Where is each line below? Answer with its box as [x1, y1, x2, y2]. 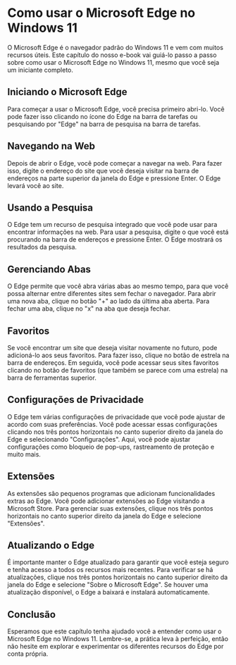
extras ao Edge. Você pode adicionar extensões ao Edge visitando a [7, 497, 206, 505]
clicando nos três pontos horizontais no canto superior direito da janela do [7, 428, 223, 436]
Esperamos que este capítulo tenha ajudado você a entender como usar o [7, 627, 222, 635]
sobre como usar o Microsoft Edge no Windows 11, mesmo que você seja [7, 58, 220, 66]
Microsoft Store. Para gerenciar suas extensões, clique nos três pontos [7, 504, 213, 512]
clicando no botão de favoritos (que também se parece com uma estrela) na [7, 366, 228, 374]
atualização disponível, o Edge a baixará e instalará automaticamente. [7, 588, 210, 597]
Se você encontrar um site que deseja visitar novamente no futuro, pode [7, 344, 218, 352]
